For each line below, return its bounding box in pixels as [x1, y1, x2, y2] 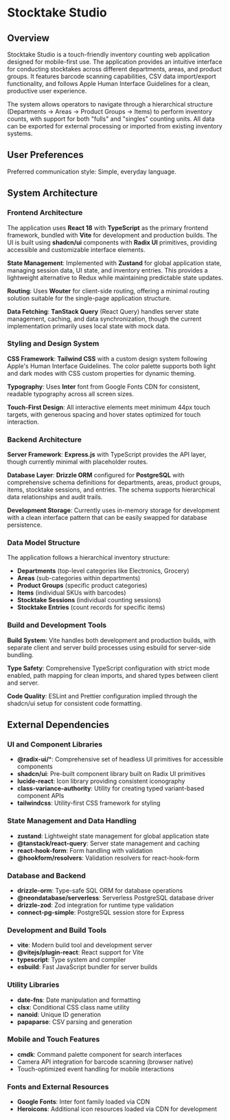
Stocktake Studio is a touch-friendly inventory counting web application [7, 50, 210, 58]
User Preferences [7, 149, 84, 161]
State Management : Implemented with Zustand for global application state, [7, 259, 222, 267]
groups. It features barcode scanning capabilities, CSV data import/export [7, 72, 216, 80]
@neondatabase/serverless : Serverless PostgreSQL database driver [16, 893, 214, 902]
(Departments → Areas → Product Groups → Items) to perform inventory [7, 108, 213, 115]
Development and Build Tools [7, 925, 107, 935]
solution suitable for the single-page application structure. [7, 294, 172, 302]
